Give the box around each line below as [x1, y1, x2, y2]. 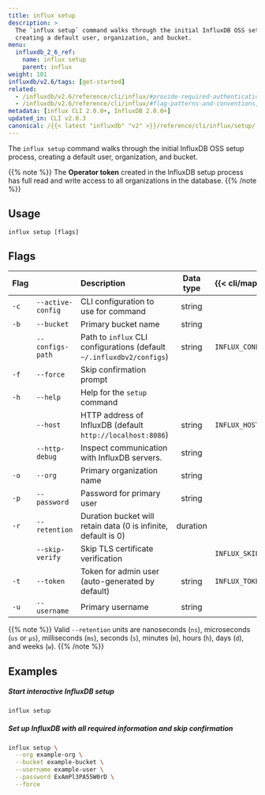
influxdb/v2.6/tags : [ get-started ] [8, 78, 125, 85]
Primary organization [80, 465, 159, 476]
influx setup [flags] [8, 228, 80, 236]
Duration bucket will [80, 511, 155, 522]
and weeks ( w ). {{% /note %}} [8, 642, 105, 651]
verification [80, 553, 123, 564]
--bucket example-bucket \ [15, 759, 104, 767]
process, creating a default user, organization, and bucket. [8, 152, 199, 161]
